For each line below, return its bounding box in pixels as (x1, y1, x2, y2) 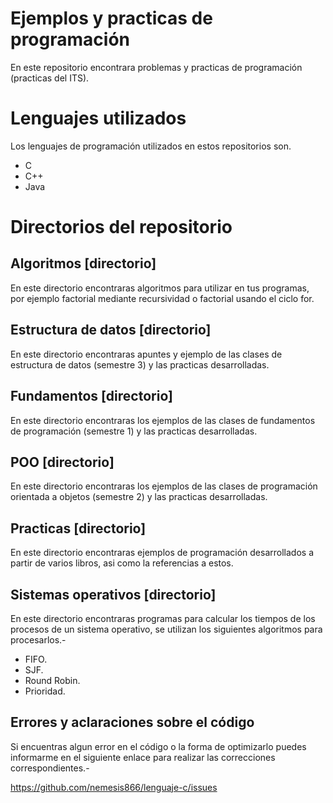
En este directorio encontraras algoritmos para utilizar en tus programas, (10, 282, 310, 294)
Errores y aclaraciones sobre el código (10, 714, 255, 731)
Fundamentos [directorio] (10, 388, 173, 405)
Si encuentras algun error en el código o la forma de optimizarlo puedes (10, 740, 307, 752)
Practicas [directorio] (10, 520, 147, 537)
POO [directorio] (10, 453, 115, 471)
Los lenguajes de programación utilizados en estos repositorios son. (10, 140, 292, 152)
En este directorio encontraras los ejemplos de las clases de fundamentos (10, 414, 316, 426)
